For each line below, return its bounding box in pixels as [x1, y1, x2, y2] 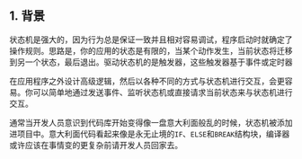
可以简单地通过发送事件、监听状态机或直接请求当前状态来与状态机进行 [32, 86, 293, 97]
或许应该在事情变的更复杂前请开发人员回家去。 [9, 139, 182, 150]
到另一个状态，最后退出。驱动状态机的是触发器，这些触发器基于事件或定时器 [9, 57, 293, 67]
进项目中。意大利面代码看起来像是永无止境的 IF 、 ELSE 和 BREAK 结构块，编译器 [9, 128, 290, 139]
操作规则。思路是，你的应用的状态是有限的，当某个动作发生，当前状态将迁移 [9, 45, 293, 56]
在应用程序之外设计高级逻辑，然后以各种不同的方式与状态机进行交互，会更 [9, 75, 285, 86]
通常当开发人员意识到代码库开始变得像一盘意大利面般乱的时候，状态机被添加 [9, 117, 293, 128]
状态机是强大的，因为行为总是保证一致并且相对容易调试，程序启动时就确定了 [9, 34, 293, 45]
